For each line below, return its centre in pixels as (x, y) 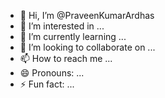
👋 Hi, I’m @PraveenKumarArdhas (87, 15)
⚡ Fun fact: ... (47, 84)
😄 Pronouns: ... (52, 73)
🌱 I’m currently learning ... (73, 36)
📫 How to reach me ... (66, 58)
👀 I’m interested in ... (62, 26)
